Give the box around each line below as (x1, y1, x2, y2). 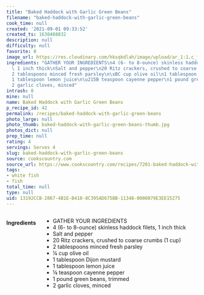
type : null (6, 189, 34, 195)
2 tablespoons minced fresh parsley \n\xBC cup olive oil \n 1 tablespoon (12, 71, 197, 77)
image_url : (6, 54, 34, 60)
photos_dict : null (6, 127, 53, 134)
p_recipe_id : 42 (6, 104, 47, 111)
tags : (6, 167, 20, 173)
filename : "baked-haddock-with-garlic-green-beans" (6, 15, 140, 21)
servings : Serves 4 (6, 144, 56, 151)
